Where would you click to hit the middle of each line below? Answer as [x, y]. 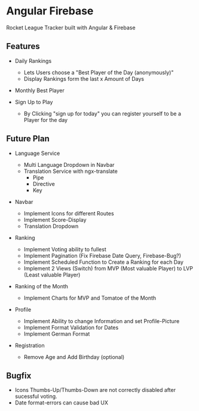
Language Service [37, 153]
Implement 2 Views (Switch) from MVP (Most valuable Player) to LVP [108, 268]
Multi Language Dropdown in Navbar [69, 165]
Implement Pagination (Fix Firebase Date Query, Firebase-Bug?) [102, 255]
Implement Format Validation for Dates [71, 327]
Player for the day [45, 120]
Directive [44, 184]
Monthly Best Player [39, 90]
